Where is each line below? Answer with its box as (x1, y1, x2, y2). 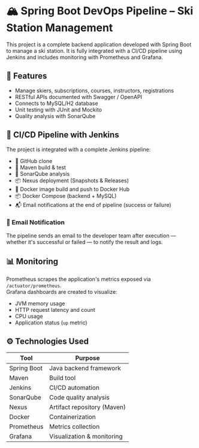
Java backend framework (49, 364, 121, 372)
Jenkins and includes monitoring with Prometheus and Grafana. (6, 53, 164, 61)
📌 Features (6, 71, 47, 81)
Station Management (6, 21, 113, 35)
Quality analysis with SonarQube (14, 112, 96, 119)
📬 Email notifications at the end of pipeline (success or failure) (14, 201, 172, 208)
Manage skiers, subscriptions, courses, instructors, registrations (14, 87, 174, 94)
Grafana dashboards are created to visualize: (6, 288, 117, 295)
